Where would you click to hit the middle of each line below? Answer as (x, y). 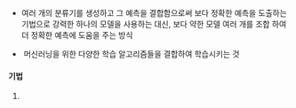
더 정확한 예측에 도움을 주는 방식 (77, 35)
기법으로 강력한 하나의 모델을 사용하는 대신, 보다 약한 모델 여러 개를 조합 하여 (154, 24)
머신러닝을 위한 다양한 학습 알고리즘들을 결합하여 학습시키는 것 (132, 54)
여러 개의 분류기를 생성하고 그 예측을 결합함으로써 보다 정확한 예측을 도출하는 (154, 13)
